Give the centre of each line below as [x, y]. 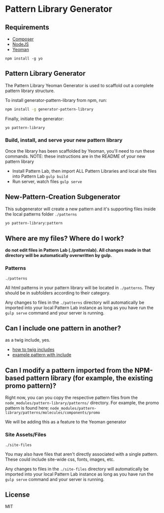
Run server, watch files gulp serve [47, 181]
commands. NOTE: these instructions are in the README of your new [75, 156]
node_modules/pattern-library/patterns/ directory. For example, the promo [82, 403]
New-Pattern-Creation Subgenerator [63, 197]
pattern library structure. [30, 91]
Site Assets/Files [26, 435]
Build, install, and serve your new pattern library [64, 140]
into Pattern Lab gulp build [40, 176]
